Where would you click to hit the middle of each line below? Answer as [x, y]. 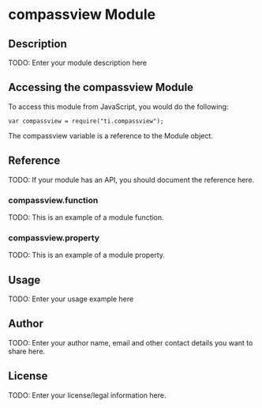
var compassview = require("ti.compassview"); [86, 121]
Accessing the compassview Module [101, 87]
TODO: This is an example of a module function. [86, 217]
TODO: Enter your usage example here [71, 299]
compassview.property [54, 237]
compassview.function [53, 200]
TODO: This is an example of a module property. [87, 255]
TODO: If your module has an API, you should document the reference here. [131, 179]
